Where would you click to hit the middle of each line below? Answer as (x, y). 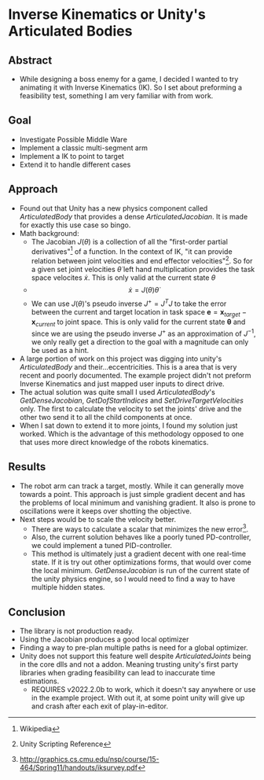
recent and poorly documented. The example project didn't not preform (135, 375)
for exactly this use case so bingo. (75, 225)
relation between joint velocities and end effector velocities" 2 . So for (142, 260)
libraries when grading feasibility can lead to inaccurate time (117, 673)
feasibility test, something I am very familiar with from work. (116, 96)
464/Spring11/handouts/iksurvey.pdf (79, 767)
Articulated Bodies (70, 31)
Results (27, 467)
